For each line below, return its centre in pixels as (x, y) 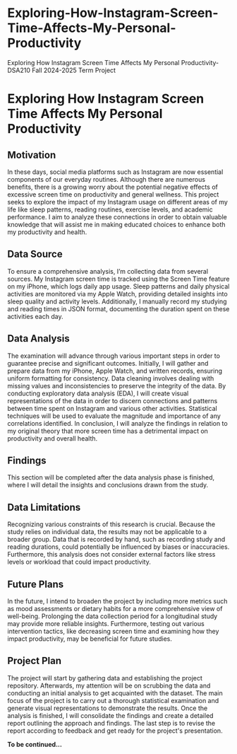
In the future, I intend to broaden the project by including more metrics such (117, 601)
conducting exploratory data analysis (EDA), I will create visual (98, 393)
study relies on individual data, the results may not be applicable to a (107, 532)
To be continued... (35, 744)
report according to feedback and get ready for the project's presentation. (115, 731)
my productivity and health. (47, 232)
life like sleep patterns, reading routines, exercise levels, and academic (110, 209)
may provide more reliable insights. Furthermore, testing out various (106, 623)
